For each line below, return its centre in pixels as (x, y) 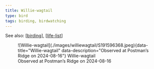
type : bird (17, 16)
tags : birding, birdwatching (36, 21)
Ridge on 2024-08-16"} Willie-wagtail (57, 56)
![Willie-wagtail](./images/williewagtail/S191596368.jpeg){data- (83, 45)
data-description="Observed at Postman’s (105, 51)
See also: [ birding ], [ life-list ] (34, 36)
